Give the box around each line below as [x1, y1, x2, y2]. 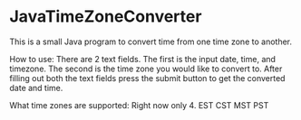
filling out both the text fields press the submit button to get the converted [9, 72, 286, 83]
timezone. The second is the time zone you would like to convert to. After [9, 63, 283, 74]
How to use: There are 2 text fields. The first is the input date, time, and [9, 53, 277, 64]
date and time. [9, 82, 63, 93]
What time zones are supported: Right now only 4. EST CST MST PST [9, 99, 269, 110]
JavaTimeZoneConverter [9, 6, 202, 27]
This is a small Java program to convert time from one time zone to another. [9, 36, 293, 47]
